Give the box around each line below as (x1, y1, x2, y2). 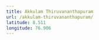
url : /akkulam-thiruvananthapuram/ (6, 14, 94, 20)
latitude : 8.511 (6, 19, 46, 25)
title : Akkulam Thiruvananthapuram (6, 8, 94, 15)
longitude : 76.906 (6, 25, 51, 31)
